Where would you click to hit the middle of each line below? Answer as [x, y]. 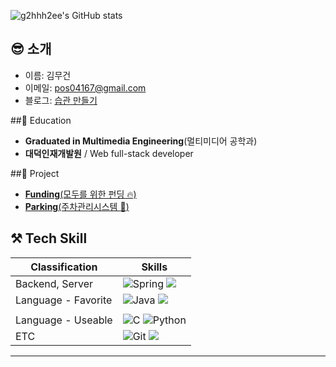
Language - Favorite [64, 300]
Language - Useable [64, 320]
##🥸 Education [41, 120]
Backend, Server [54, 283]
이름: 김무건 [48, 75]
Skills [154, 267]
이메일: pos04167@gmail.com [85, 87]
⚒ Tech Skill [49, 238]
